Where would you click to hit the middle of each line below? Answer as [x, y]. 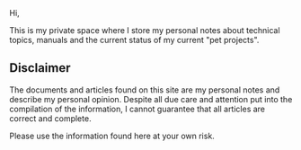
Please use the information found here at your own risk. [112, 136]
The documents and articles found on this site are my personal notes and [145, 90]
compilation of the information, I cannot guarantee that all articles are [137, 109]
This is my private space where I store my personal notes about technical [145, 30]
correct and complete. [50, 118]
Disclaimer [40, 68]
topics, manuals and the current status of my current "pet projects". [134, 40]
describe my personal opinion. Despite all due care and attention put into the [151, 99]
